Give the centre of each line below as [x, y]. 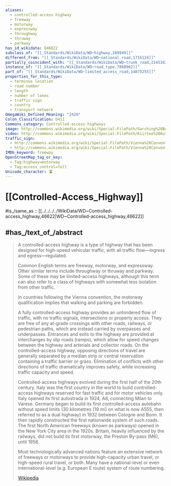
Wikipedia [28, 478]
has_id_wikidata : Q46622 [32, 48]
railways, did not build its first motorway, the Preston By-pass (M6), [88, 436]
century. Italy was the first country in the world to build [75, 388]
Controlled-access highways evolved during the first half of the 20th [90, 382]
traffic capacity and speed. [46, 372]
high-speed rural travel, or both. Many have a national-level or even [88, 462]
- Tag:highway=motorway [35, 162]
